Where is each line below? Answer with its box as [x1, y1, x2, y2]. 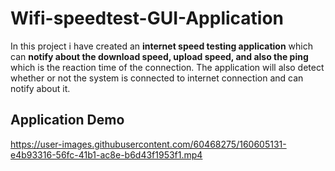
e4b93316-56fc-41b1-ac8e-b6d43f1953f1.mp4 [10, 148, 203, 161]
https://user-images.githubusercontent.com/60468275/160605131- [10, 138, 287, 150]
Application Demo [10, 112, 125, 129]
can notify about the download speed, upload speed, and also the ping [10, 50, 309, 62]
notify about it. [10, 82, 71, 94]
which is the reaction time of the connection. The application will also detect [10, 61, 325, 73]
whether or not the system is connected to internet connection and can [10, 72, 304, 84]
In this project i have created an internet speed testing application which [10, 40, 313, 52]
